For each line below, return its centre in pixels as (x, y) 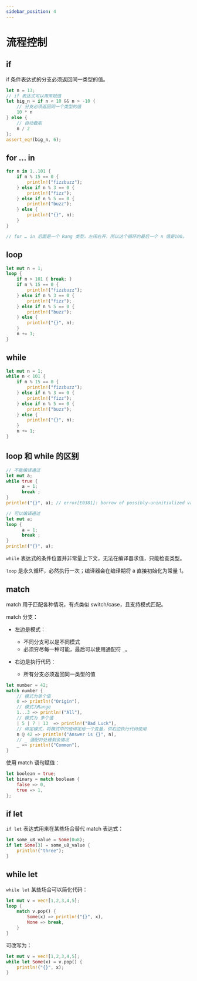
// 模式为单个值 (34, 696)
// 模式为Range (34, 707)
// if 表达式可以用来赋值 (34, 96)
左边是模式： (30, 629)
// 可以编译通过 (23, 513)
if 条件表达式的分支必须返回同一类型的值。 (57, 79)
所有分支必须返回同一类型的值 (59, 674)
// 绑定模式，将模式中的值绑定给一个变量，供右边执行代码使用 (82, 729)
